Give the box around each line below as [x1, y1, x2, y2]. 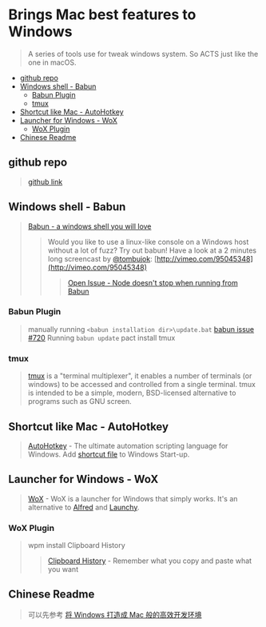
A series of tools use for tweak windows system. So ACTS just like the [27, 49, 259, 58]
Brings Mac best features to [8, 6, 197, 24]
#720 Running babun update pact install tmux [27, 333, 176, 342]
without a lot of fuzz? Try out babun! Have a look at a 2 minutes [47, 246, 257, 255]
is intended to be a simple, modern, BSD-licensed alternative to [27, 388, 236, 397]
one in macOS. [27, 58, 77, 67]
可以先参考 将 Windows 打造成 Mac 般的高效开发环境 [27, 609, 202, 619]
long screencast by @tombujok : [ [47, 254, 157, 263]
